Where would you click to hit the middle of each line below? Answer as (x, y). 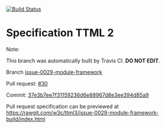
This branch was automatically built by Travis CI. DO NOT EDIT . (83, 60)
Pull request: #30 (27, 83)
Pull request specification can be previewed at (63, 106)
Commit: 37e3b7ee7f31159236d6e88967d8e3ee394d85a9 (78, 95)
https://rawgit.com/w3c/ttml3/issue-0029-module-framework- (82, 113)
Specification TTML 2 (60, 33)
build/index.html (26, 119)
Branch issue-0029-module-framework (54, 72)
